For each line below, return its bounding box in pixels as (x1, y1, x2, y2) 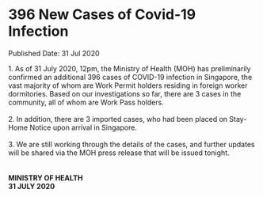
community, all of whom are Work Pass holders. (8, 97, 164, 107)
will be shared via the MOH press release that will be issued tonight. (8, 148, 230, 157)
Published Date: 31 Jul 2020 (8, 48, 101, 58)
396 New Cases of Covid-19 (8, 6, 196, 24)
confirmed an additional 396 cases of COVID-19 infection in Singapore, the (8, 72, 253, 81)
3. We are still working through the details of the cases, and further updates (8, 139, 255, 149)
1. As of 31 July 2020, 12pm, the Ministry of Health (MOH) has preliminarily (8, 63, 251, 73)
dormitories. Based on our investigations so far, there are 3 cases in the (8, 89, 242, 98)
